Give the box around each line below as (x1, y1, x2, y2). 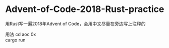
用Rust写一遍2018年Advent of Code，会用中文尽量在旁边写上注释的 (5, 20, 146, 26)
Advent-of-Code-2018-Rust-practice (5, 3, 164, 15)
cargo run (5, 36, 26, 43)
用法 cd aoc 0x (5, 31, 36, 37)
